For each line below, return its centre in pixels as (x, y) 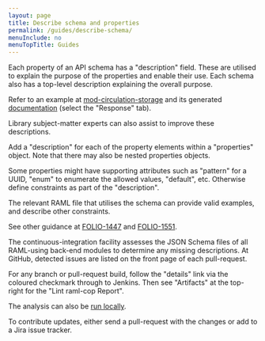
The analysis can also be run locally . (67, 306)
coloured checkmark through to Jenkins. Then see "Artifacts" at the (119, 282)
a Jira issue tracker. (40, 330)
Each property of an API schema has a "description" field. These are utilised (132, 67)
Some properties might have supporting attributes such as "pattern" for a (127, 171)
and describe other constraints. (59, 211)
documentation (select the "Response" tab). (80, 108)
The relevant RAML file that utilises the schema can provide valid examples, (131, 203)
